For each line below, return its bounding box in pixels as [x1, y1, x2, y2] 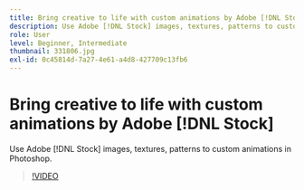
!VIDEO [31, 170, 59, 181]
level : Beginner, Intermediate [9, 38, 128, 48]
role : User [9, 30, 51, 39]
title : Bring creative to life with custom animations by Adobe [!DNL [9, 13, 281, 23]
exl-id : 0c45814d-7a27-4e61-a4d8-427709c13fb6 [9, 55, 188, 64]
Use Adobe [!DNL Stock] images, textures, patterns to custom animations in [9, 143, 292, 154]
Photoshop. [9, 153, 52, 164]
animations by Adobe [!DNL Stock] [9, 114, 274, 134]
